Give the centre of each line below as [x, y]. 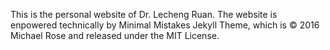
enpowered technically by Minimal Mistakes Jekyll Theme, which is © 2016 [165, 25]
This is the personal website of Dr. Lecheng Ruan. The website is [144, 14]
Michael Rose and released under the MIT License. [115, 35]
